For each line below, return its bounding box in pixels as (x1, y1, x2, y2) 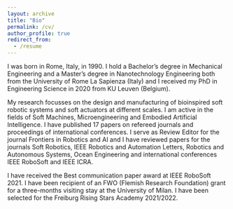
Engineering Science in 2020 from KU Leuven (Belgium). (7, 85, 171, 93)
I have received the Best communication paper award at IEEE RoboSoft (7, 171, 211, 180)
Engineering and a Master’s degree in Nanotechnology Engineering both (7, 69, 216, 78)
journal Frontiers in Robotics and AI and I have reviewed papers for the (7, 135, 211, 144)
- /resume (13, 43, 42, 50)
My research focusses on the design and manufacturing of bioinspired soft (7, 98, 223, 106)
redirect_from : (7, 36, 52, 43)
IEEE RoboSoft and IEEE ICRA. (7, 158, 93, 166)
